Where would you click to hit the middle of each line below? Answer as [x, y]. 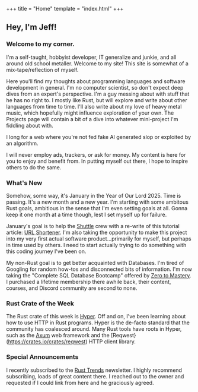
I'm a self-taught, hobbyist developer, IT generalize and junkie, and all [91, 57]
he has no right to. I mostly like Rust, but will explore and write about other [97, 100]
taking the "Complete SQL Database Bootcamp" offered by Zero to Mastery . [99, 275]
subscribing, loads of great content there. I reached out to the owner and [95, 376]
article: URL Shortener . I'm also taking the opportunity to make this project [97, 232]
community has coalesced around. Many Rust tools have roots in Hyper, [94, 329]
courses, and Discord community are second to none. [72, 288]
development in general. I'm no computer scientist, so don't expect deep [95, 87]
